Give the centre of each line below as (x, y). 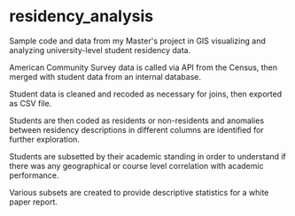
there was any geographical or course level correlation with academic (136, 166)
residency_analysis (81, 16)
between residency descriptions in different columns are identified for (136, 129)
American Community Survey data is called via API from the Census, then (144, 67)
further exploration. (44, 139)
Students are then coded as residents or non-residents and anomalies (136, 120)
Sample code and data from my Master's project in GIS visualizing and (137, 41)
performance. (34, 175)
